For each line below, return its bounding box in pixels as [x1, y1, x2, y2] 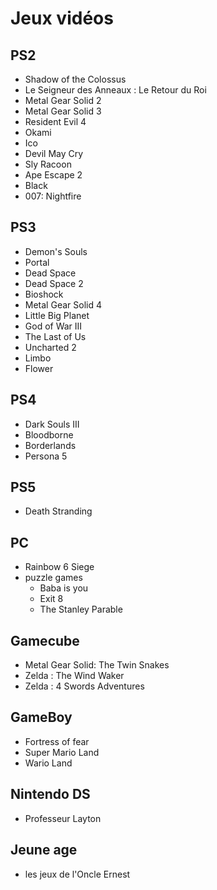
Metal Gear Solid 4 [24, 298, 102, 311]
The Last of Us [24, 330, 87, 342]
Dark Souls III [24, 418, 80, 430]
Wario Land [24, 757, 73, 769]
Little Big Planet [24, 309, 90, 321]
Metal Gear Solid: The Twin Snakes [24, 659, 170, 671]
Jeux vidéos [10, 7, 114, 30]
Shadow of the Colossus [24, 73, 127, 85]
